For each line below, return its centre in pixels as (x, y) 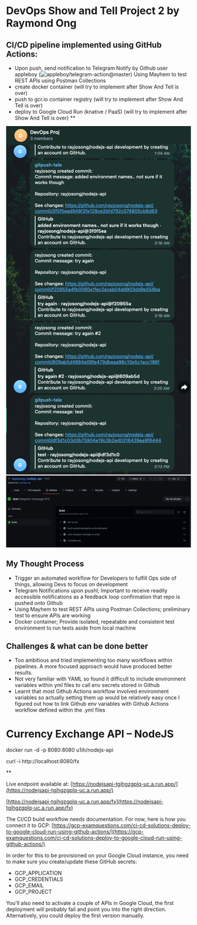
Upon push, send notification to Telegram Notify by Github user (91, 68)
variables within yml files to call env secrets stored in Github (87, 685)
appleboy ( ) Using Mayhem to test (101, 74)
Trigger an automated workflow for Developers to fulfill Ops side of (96, 578)
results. (24, 673)
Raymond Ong (42, 23)
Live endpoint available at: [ (39, 784)
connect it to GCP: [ (30, 825)
